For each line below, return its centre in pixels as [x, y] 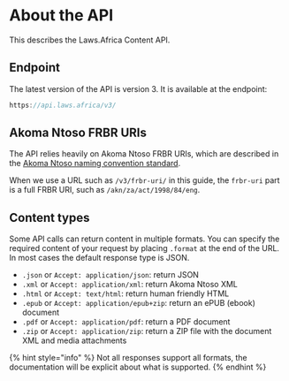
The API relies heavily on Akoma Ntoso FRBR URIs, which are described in [144, 154]
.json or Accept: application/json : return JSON [110, 275]
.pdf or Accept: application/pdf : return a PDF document [126, 322]
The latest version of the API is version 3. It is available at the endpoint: [138, 88]
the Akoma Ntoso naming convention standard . [95, 164]
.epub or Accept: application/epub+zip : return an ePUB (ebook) [139, 303]
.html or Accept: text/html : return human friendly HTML [125, 293]
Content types [49, 217]
